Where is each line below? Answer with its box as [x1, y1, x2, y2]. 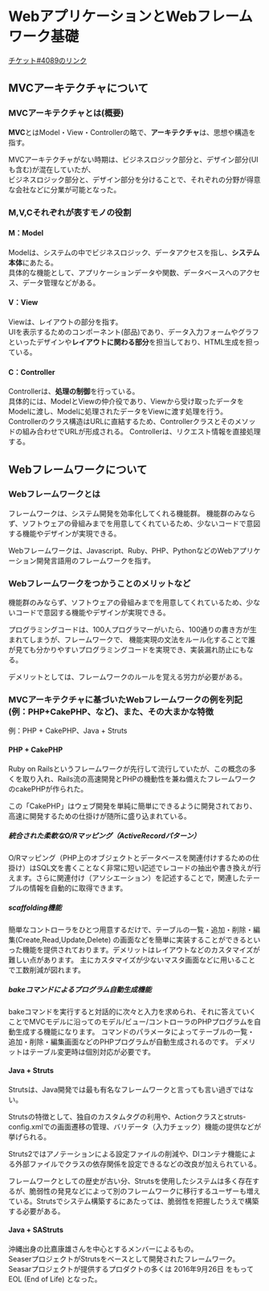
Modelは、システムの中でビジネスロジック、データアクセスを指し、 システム [8, 247, 260, 257]
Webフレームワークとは [8, 488, 100, 500]
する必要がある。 [8, 1206, 65, 1215]
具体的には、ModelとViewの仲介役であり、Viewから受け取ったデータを [8, 397, 245, 406]
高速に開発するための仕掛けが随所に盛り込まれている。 [8, 811, 191, 820]
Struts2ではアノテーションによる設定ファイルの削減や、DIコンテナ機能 [8, 1149, 243, 1158]
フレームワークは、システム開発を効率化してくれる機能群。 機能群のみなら [8, 508, 256, 518]
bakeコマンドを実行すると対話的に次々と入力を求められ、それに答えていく [8, 1006, 257, 1016]
